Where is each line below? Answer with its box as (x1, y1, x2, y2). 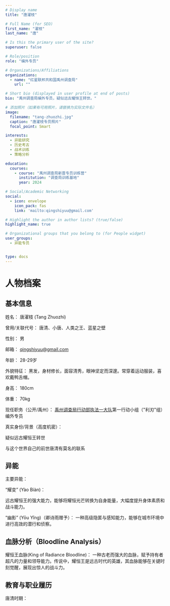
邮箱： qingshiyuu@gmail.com (5, 346, 69, 352)
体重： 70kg (5, 396, 30, 402)
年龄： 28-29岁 (5, 357, 37, 363)
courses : (10, 166, 28, 171)
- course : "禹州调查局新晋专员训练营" (14, 171, 87, 176)
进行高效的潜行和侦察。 (5, 521, 54, 527)
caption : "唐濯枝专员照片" (10, 119, 62, 124)
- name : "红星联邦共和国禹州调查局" (10, 77, 78, 82)
